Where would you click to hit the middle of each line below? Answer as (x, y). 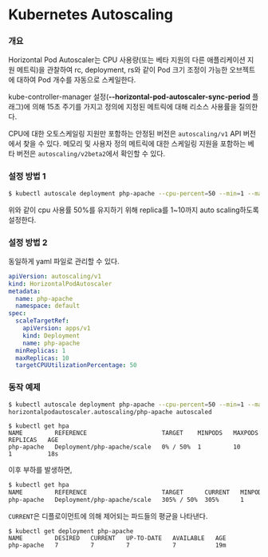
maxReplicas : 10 (42, 358)
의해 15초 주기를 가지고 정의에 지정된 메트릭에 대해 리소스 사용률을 (134, 107)
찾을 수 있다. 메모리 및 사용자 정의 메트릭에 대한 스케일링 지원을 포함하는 (134, 144)
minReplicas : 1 (41, 350)
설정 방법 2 (28, 243)
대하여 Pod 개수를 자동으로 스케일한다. (76, 80)
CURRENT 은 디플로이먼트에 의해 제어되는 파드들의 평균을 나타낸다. (108, 516)
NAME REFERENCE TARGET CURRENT (119, 492)
